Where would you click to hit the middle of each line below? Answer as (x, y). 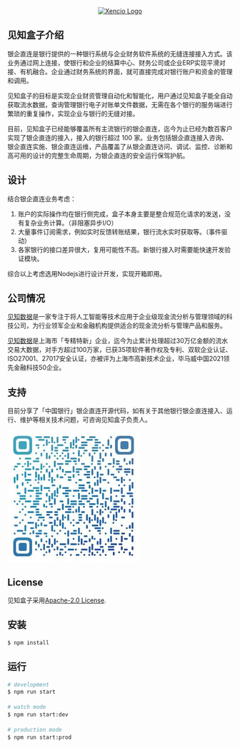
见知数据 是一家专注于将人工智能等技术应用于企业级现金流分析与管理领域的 (117, 317)
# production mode (35, 729)
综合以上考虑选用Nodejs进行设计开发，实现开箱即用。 (87, 273)
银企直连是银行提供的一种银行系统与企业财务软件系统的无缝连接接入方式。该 (120, 54)
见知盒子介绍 (36, 35)
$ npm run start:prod (40, 737)
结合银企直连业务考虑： (42, 198)
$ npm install (29, 642)
